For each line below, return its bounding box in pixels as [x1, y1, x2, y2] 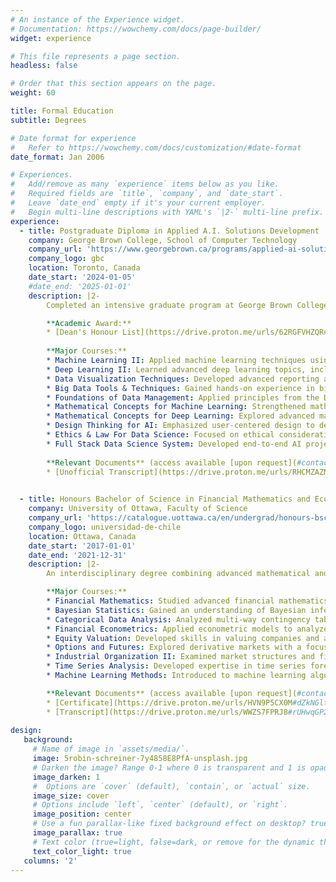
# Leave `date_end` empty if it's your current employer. [10, 198, 267, 208]
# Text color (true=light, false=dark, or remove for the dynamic [32, 837, 315, 847]
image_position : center [32, 809, 132, 820]
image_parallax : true [32, 828, 123, 838]
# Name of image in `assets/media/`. [32, 744, 190, 755]
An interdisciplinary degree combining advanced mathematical [46, 569, 311, 579]
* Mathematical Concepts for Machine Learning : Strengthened [46, 402, 307, 412]
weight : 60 [10, 88, 56, 98]
